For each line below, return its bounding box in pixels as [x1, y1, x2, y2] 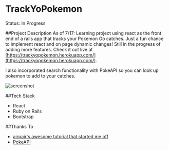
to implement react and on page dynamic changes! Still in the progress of [5, 41, 161, 47]
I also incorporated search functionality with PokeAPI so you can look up [5, 67, 159, 73]
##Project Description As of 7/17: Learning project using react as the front [5, 30, 162, 36]
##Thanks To [5, 123, 33, 129]
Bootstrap [12, 114, 34, 120]
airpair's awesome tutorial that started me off [12, 133, 109, 139]
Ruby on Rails [12, 108, 42, 114]
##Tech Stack [5, 92, 35, 99]
